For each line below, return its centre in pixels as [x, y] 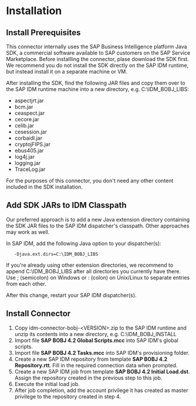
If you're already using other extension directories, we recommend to [90, 265]
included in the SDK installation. [45, 187]
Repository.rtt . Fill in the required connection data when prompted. [96, 365]
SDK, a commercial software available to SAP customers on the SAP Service [98, 53]
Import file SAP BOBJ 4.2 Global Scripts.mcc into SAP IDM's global [97, 340]
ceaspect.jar [30, 113]
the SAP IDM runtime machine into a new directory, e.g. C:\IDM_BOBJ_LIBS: [98, 89]
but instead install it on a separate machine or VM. [67, 71]
